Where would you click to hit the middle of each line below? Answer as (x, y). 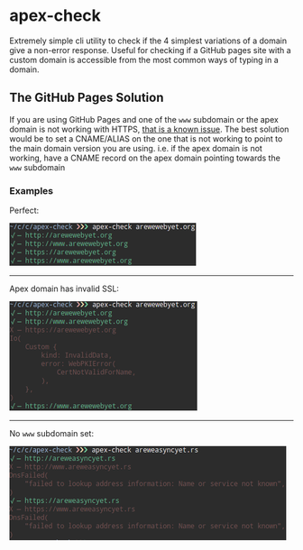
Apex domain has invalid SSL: (64, 289)
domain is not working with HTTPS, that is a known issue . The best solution (149, 129)
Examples (32, 190)
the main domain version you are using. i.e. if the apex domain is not (136, 148)
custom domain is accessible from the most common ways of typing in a (144, 60)
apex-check (55, 16)
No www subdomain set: (52, 434)
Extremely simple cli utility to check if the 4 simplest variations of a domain (148, 41)
